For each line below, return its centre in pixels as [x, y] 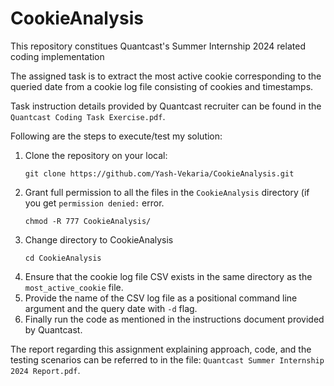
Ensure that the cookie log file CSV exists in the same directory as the [168, 276]
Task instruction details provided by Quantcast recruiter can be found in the [166, 106]
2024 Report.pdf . [45, 370]
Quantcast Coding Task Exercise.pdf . [88, 116]
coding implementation [57, 56]
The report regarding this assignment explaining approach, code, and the [161, 349]
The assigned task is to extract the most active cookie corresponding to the [166, 76]
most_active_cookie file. [74, 287]
